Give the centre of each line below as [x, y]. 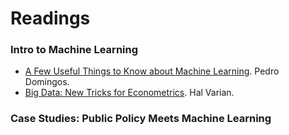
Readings [50, 18]
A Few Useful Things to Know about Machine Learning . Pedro [152, 71]
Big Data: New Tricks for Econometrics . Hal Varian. [129, 93]
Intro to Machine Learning [74, 50]
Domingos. [47, 82]
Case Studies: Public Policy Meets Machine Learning [141, 119]
